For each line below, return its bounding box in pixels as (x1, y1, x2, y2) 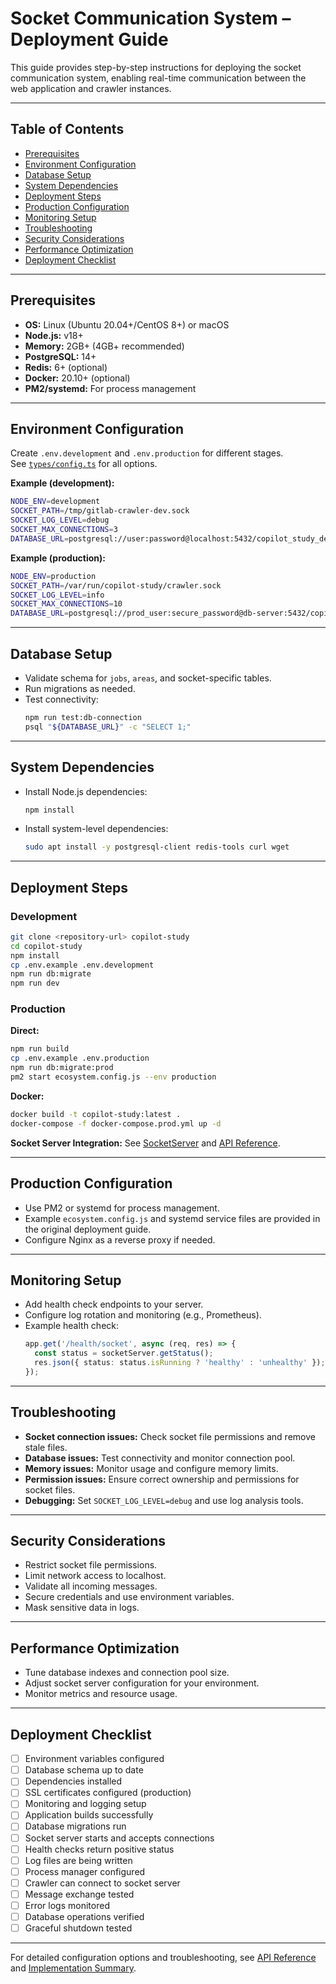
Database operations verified (24, 1910, 145, 1922)
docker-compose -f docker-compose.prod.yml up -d (10, 1118, 222, 1129)
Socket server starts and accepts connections (24, 1832, 215, 1844)
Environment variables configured (24, 1753, 165, 1765)
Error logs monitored (24, 1899, 110, 1911)
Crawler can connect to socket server (24, 1877, 181, 1889)
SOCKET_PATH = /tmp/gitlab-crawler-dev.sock (10, 506, 190, 516)
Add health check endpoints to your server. (24, 1298, 204, 1311)
